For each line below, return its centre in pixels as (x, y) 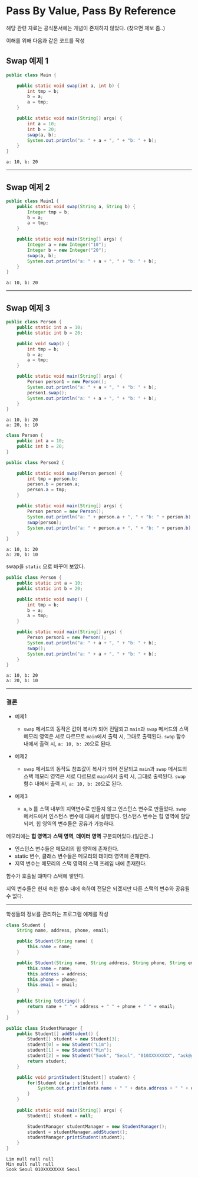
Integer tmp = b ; (48, 212)
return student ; (47, 1061)
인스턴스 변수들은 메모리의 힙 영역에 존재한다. (67, 848)
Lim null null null (30, 1159)
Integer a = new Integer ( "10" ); (67, 245)
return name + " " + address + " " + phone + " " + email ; (101, 1007)
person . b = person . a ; (54, 484)
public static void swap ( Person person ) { (70, 473)
